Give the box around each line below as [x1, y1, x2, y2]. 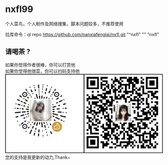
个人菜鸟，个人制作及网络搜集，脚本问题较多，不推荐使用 [5, 21, 123, 27]
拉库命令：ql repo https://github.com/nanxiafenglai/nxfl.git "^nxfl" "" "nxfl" [5, 31, 159, 37]
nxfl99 [5, 4, 33, 15]
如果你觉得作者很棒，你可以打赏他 [5, 62, 75, 68]
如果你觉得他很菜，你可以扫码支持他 [5, 68, 80, 74]
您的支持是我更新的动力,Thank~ [5, 154, 70, 160]
